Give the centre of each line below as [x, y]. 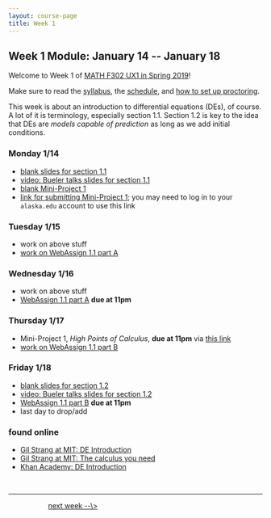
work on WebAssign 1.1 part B [69, 347]
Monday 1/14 [34, 154]
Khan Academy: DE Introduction [73, 467]
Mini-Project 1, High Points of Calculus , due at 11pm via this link [125, 338]
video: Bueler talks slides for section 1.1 [85, 179]
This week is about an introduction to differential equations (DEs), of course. [135, 107]
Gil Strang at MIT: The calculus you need [88, 458]
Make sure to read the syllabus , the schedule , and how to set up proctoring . [134, 91]
